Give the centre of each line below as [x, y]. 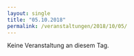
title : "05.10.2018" [37, 20]
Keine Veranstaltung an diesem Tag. [58, 46]
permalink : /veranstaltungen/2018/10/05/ [67, 26]
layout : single [29, 13]
